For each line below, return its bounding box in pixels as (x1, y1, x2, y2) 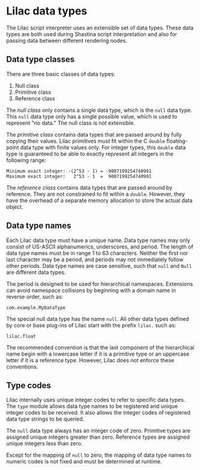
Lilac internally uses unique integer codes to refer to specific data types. (6, 396, 186, 404)
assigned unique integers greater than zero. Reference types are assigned (6, 433, 190, 441)
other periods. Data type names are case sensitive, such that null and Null (6, 262, 192, 269)
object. (6, 203, 24, 210)
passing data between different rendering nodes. (6, 37, 127, 44)
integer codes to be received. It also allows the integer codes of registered (6, 409, 191, 416)
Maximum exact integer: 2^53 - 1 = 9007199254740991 (6, 173, 152, 179)
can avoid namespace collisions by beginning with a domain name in (6, 286, 176, 294)
